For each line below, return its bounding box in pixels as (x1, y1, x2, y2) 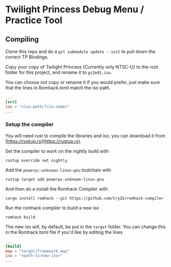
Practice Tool (5, 14, 62, 26)
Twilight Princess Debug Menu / (5, 4, 144, 15)
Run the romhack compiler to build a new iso (5, 204, 99, 211)
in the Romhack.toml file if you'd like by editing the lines (5, 229, 123, 235)
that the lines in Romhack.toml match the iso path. (5, 85, 111, 91)
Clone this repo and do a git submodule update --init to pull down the (5, 49, 156, 54)
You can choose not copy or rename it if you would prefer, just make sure (5, 79, 160, 85)
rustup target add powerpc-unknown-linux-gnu (5, 177, 104, 182)
